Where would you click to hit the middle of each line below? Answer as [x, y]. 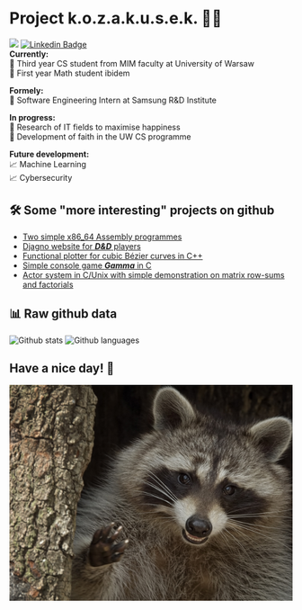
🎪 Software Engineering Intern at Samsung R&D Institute [113, 100]
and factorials [48, 284]
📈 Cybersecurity [41, 177]
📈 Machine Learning [48, 164]
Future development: [49, 154]
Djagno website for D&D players [81, 246]
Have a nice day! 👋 [62, 368]
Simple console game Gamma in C [87, 265]
